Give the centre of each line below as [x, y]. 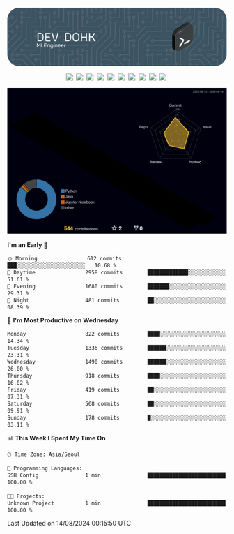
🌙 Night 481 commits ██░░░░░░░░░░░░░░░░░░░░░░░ [117, 301]
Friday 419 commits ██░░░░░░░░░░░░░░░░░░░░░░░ [117, 390]
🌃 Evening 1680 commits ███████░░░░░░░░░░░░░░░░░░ [117, 287]
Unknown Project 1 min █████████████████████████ [117, 503]
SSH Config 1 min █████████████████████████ [117, 475]
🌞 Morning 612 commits [64, 259]
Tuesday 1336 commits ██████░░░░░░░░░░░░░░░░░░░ [117, 348]
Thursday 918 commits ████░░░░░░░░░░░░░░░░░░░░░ [117, 376]
